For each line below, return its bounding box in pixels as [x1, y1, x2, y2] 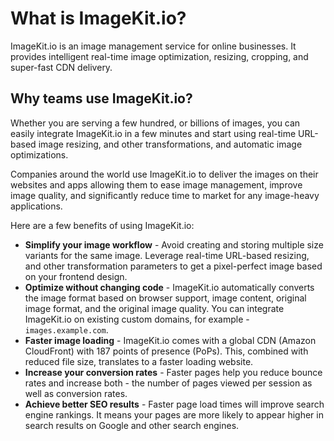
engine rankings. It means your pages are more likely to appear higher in [24, 408, 324, 421]
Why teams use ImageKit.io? [10, 90, 193, 107]
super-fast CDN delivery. [10, 61, 113, 73]
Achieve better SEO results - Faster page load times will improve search [24, 398, 325, 410]
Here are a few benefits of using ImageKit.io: [10, 219, 195, 231]
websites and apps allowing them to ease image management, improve [10, 178, 303, 191]
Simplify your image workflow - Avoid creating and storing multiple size [24, 238, 324, 251]
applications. [10, 200, 63, 212]
